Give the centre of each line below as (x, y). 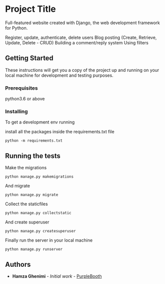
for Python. (16, 28)
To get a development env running (40, 122)
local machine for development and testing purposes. (59, 75)
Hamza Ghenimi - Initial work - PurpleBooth (57, 276)
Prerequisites (21, 88)
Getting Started (29, 58)
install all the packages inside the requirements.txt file (60, 132)
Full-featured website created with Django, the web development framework (82, 23)
